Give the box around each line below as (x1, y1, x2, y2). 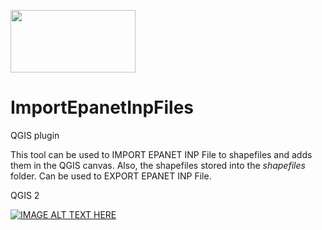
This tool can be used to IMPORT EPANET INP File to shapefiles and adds (10, 148, 313, 160)
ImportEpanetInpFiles (10, 96, 195, 119)
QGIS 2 (10, 189, 40, 201)
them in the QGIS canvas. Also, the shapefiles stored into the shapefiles (10, 159, 306, 171)
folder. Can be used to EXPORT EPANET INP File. (10, 170, 212, 182)
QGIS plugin (10, 129, 60, 141)
